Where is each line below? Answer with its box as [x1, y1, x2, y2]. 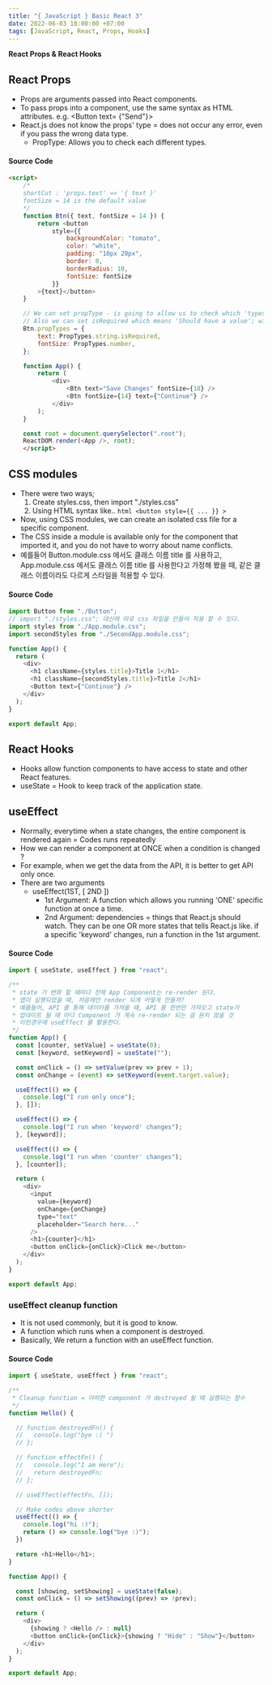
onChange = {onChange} [37, 1205, 107, 1213]
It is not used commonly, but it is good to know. [19, 1318, 178, 1328]
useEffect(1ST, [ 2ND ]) [32, 887, 109, 897]
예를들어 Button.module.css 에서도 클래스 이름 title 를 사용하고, [19, 550, 223, 560]
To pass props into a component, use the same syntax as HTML [19, 103, 233, 113]
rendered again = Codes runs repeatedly [19, 835, 156, 845]
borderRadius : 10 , [66, 265, 129, 273]
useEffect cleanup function [8, 1299, 118, 1311]
